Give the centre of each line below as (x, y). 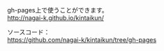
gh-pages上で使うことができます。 (58, 10)
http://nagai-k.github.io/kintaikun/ (56, 18)
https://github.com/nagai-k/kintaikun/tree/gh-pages (82, 40)
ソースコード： (29, 32)
